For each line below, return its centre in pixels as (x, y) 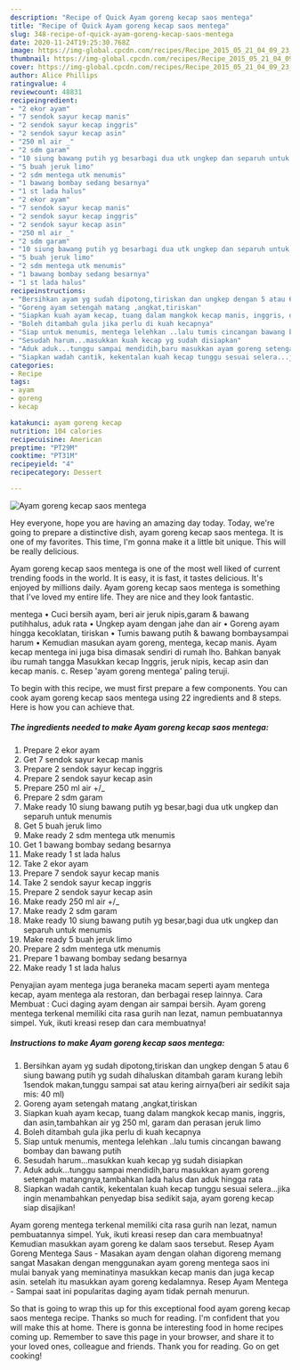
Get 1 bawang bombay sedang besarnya (97, 844)
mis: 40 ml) (44, 1094)
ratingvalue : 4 (38, 84)
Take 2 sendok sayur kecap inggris (87, 882)
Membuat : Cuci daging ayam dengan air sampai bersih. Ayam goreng (138, 1004)
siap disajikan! (49, 1207)
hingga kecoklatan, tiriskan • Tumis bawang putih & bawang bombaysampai (149, 632)
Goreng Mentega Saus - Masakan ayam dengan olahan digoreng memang (146, 1253)
